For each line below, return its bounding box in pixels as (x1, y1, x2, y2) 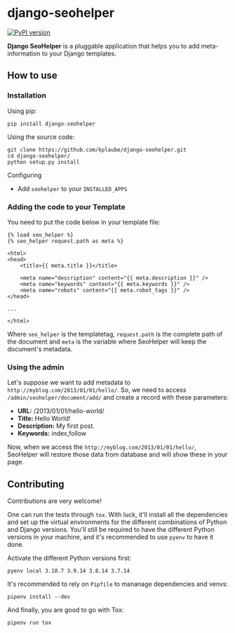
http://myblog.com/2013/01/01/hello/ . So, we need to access (7, 386, 187, 394)
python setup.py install (7, 158, 80, 166)
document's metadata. (7, 344, 72, 353)
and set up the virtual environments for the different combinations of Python (7, 518, 227, 526)
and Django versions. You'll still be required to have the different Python (7, 526, 215, 534)
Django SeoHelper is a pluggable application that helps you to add (7, 41, 200, 50)
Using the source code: (7, 132, 75, 141)
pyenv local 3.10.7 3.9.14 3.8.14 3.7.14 (7, 568, 130, 575)
